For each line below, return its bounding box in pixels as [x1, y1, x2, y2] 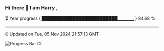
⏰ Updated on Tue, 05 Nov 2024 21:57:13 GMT [5, 31, 99, 37]
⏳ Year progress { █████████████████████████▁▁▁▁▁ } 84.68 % [5, 15, 155, 21]
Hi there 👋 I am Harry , [5, 4, 58, 11]
